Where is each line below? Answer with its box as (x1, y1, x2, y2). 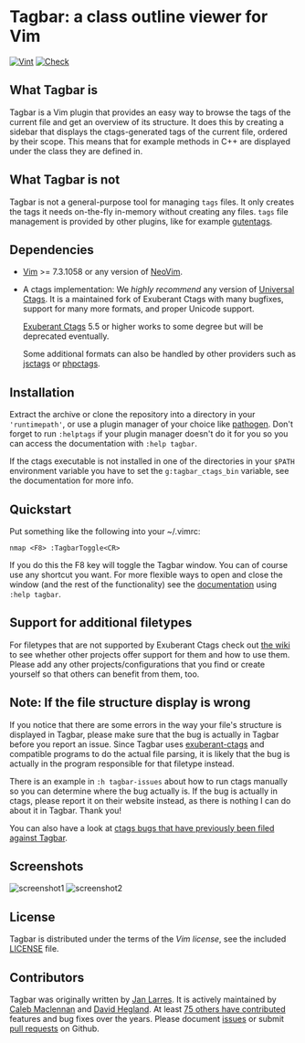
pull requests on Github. (9, 1023, 100, 1034)
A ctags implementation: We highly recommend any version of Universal (22, 284, 295, 295)
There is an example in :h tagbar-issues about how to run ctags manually (9, 775, 288, 786)
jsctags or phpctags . (22, 358, 100, 369)
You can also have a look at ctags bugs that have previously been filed (9, 822, 275, 833)
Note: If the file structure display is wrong (9, 695, 251, 711)
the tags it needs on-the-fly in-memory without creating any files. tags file (9, 205, 289, 216)
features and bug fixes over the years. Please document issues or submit (9, 1014, 285, 1025)
